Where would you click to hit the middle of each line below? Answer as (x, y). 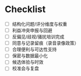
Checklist (25, 9)
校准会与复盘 (25, 68)
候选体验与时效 (28, 62)
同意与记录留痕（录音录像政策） (45, 43)
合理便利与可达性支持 (34, 50)
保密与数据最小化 (30, 56)
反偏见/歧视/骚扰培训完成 (38, 37)
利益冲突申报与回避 (32, 30)
